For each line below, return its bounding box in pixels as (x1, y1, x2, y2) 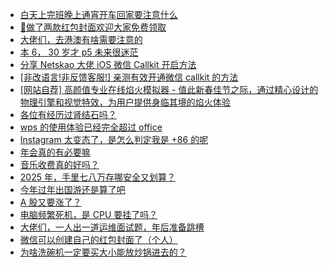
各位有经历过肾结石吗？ (19, 109, 117, 120)
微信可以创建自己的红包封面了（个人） (19, 234, 178, 245)
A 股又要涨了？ (19, 196, 82, 208)
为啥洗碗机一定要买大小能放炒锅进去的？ (19, 246, 187, 258)
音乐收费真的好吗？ (19, 159, 100, 170)
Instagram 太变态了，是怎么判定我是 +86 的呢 (19, 134, 209, 145)
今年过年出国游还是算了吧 (19, 184, 126, 195)
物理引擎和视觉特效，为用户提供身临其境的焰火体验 (19, 96, 231, 108)
